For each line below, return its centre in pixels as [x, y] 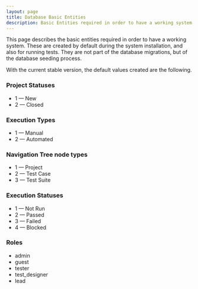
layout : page [22, 12]
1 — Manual [29, 133]
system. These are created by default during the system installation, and [95, 46]
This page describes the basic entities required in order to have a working [96, 40]
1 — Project [28, 167]
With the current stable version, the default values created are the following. [99, 70]
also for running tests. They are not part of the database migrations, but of [97, 52]
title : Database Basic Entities [46, 17]
